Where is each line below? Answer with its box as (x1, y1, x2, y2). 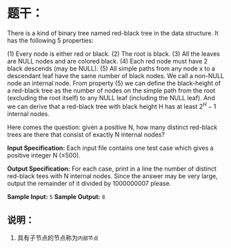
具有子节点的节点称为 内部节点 (17, 233, 99, 242)
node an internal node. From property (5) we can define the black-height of (7, 79, 221, 87)
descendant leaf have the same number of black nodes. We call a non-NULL (7, 71, 224, 79)
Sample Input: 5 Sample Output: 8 (7, 192, 106, 200)
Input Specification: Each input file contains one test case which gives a (7, 144, 214, 152)
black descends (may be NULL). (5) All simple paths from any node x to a (7, 64, 216, 73)
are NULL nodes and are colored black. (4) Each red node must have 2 (7, 57, 208, 65)
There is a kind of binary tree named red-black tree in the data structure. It (7, 28, 219, 37)
